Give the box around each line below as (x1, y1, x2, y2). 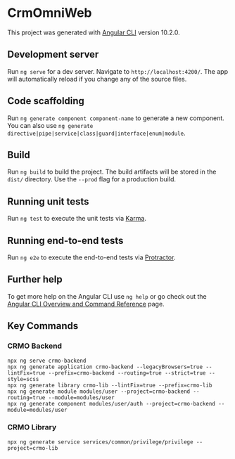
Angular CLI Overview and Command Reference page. (7, 299, 165, 308)
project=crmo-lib (7, 444, 58, 451)
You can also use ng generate (7, 121, 94, 129)
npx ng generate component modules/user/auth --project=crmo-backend (7, 400, 216, 407)
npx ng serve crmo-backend (7, 357, 87, 364)
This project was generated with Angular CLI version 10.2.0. (7, 28, 181, 37)
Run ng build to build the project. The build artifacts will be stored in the (7, 167, 217, 176)
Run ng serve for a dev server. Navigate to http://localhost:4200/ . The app (7, 67, 229, 75)
